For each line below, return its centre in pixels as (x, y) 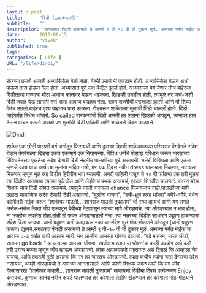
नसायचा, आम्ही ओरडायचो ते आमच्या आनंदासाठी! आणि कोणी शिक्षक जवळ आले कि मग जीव (93, 264)
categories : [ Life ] (34, 58)
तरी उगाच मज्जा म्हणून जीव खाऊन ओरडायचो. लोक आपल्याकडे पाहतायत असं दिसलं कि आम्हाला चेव (102, 249)
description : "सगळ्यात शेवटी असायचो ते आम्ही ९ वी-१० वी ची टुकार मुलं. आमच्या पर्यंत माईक (101, 29)
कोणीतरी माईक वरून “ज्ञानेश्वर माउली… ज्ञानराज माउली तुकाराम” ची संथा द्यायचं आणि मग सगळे (98, 201)
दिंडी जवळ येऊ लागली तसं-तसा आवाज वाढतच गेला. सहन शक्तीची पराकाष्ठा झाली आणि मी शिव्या (99, 101)
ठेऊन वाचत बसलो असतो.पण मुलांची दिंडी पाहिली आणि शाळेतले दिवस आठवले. (81, 122)
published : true (27, 47)
